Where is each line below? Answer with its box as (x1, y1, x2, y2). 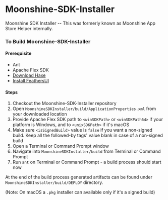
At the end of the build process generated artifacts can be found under (5, 174, 153, 180)
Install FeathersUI (12, 78, 49, 84)
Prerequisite (5, 50, 32, 56)
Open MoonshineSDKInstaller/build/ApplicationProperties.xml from (12, 106, 156, 112)
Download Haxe (12, 72, 46, 78)
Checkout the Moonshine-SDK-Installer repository (12, 101, 117, 107)
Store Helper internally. (5, 25, 53, 31)
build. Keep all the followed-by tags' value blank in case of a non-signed (12, 132, 163, 139)
